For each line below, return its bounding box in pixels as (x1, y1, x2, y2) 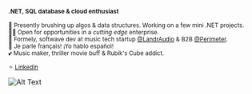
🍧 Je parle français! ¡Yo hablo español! (8, 42, 114, 50)
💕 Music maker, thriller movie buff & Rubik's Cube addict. (8, 49, 165, 57)
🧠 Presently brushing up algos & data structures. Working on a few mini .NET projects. (8, 22, 245, 29)
